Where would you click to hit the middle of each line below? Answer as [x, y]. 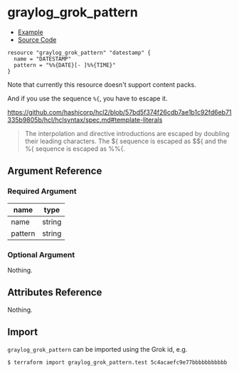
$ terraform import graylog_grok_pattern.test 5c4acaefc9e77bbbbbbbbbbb [117, 362]
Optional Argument [41, 255]
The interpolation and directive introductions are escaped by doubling [127, 133]
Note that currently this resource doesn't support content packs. [102, 84]
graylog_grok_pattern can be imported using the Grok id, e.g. [97, 349]
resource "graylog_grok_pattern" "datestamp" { [79, 53]
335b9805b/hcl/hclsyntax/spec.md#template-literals [85, 120]
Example [31, 32]
